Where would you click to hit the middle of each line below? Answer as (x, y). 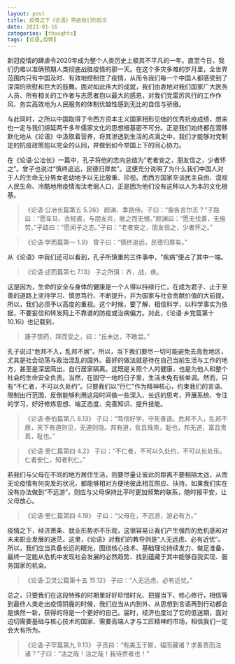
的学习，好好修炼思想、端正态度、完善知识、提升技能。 (87, 404)
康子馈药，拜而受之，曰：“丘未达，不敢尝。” (87, 337)
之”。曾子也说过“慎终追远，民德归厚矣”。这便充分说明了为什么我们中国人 (113, 169)
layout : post (26, 14)
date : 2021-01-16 (33, 27)
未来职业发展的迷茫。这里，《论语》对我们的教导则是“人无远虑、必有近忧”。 (116, 540)
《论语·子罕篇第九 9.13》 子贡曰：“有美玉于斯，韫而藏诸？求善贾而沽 (123, 645)
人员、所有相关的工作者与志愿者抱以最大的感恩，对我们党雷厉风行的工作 (111, 96)
